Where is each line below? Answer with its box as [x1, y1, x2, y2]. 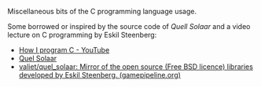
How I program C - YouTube [18, 45, 110, 54]
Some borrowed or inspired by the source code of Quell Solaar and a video [7, 22, 251, 31]
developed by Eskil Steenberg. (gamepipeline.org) [18, 71, 182, 79]
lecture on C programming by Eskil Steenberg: [7, 31, 157, 39]
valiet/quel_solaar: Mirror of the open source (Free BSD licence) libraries [18, 62, 253, 71]
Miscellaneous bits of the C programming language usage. [7, 7, 197, 16]
